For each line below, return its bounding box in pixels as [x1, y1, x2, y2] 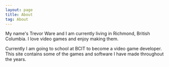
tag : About [5, 17, 29, 22]
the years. [5, 56, 26, 62]
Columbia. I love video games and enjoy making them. [5, 36, 119, 42]
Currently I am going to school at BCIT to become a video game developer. [5, 46, 162, 52]
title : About [5, 12, 33, 17]
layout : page [5, 7, 33, 13]
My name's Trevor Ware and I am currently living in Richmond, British [5, 31, 150, 37]
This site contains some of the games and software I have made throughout [5, 51, 164, 57]
